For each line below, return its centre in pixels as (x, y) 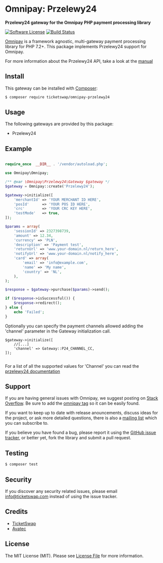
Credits (17, 512)
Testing (17, 453)
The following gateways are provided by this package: (59, 124)
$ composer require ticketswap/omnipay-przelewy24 (57, 97)
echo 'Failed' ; (29, 312)
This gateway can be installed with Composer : (52, 88)
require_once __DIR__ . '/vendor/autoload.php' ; (56, 164)
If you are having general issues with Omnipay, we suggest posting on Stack (81, 398)
